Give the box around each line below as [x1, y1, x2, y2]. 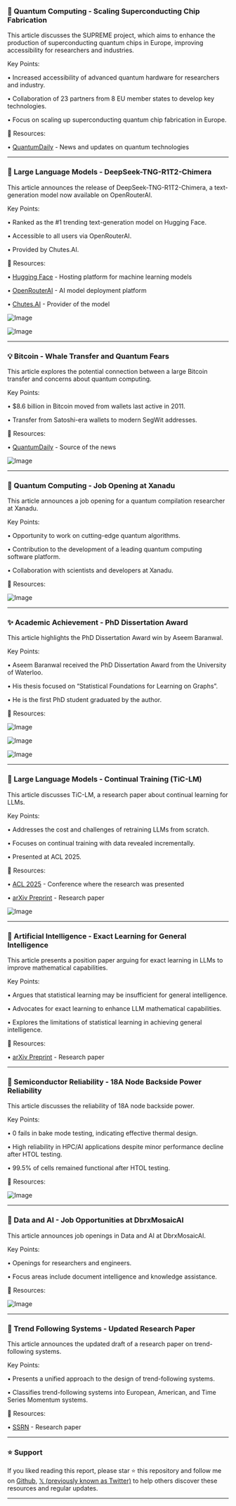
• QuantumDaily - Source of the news [7, 443, 117, 451]
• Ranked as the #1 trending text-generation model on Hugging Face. [7, 218, 207, 226]
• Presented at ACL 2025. [7, 852, 82, 861]
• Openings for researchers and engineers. [7, 1258, 132, 1267]
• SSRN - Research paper [7, 1422, 82, 1431]
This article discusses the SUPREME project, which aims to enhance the [7, 31, 216, 39]
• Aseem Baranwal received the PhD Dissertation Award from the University [7, 661, 227, 670]
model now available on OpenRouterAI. [39, 190, 153, 199]
